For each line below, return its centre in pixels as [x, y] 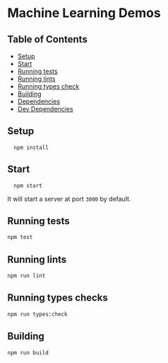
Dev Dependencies [45, 109]
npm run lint [26, 276]
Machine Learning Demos [84, 13]
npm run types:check [38, 314]
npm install [31, 147]
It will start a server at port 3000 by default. [69, 199]
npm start [28, 186]
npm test [20, 238]
